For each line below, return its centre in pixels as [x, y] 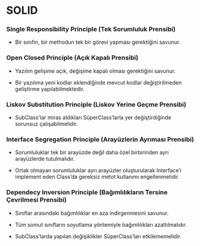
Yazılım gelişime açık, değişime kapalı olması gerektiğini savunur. [95, 71]
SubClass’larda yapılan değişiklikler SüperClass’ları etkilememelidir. [98, 236]
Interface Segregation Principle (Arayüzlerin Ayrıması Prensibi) [100, 139]
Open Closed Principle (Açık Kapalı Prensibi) [72, 58]
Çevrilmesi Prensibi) [37, 200]
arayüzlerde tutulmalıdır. [45, 159]
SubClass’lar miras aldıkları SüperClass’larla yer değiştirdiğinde [93, 118]
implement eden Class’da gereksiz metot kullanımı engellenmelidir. [97, 177]
